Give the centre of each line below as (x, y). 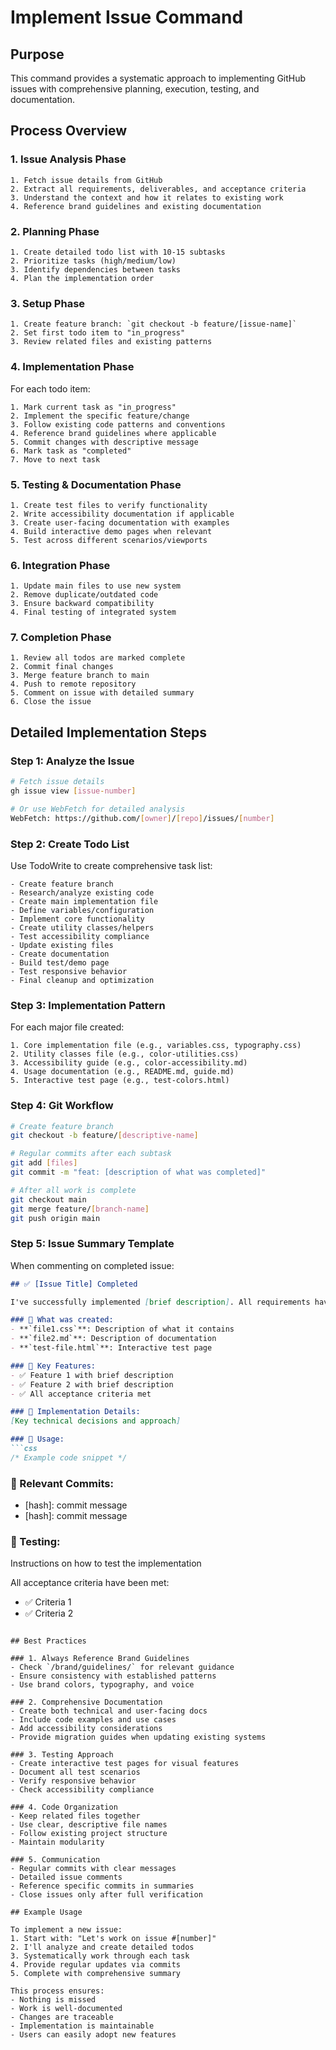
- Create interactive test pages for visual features (125, 1764)
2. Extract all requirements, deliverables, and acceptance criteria (158, 189)
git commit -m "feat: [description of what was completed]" (138, 1172)
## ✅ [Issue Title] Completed (74, 1284)
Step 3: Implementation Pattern (88, 1005)
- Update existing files (62, 945)
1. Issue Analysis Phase (68, 159)
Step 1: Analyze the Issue (72, 761)
